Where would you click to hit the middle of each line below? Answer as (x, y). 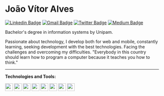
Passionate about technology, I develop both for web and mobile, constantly (82, 41)
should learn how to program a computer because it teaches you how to (78, 57)
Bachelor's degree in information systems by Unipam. (59, 32)
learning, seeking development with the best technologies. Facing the (75, 47)
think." (11, 62)
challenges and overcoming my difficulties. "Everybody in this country (76, 52)
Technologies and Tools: (31, 76)
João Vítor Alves (40, 9)
